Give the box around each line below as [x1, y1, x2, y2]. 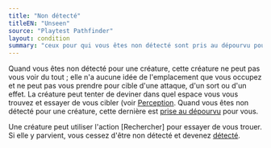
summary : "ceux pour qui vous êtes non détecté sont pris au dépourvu [8, 42, 251, 50]
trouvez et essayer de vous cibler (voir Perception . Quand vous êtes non [8, 98, 249, 108]
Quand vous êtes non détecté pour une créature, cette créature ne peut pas [8, 64, 261, 73]
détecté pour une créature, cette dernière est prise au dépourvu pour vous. [8, 106, 259, 117]
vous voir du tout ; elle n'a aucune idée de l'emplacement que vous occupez [8, 72, 262, 82]
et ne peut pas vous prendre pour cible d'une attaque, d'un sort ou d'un [8, 81, 248, 91]
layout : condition [8, 34, 70, 43]
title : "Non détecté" [8, 11, 81, 20]
